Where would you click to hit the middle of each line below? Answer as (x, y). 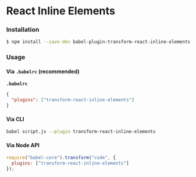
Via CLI (15, 119)
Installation (23, 30)
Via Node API (23, 145)
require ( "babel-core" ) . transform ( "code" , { (61, 158)
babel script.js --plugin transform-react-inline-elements (81, 132)
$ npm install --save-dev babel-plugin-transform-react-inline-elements (98, 42)
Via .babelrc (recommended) (43, 71)
